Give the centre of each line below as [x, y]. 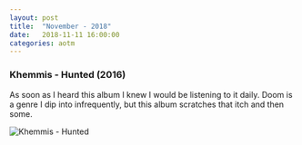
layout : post [34, 18]
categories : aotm [42, 43]
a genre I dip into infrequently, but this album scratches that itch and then [147, 104]
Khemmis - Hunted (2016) [68, 75]
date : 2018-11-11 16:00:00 [65, 34]
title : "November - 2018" [60, 26]
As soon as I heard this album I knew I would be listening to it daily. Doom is [151, 94]
